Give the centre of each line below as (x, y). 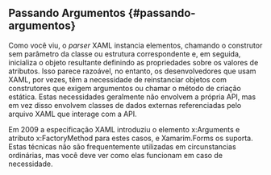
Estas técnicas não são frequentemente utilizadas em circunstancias (122, 146)
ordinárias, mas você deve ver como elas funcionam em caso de (116, 155)
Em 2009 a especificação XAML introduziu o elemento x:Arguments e (124, 129)
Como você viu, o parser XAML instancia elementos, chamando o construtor (135, 45)
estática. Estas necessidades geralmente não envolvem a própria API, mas (132, 97)
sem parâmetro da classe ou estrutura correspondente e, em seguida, (125, 54)
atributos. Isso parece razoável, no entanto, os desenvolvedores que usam (132, 71)
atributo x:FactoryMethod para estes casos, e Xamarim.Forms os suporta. (131, 138)
